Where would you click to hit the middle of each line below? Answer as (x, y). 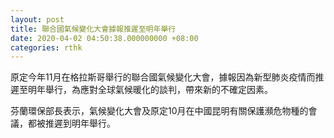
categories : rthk (46, 47)
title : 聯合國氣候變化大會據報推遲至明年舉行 (93, 29)
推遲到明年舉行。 (80, 123)
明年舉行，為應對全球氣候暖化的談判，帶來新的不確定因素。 (150, 90)
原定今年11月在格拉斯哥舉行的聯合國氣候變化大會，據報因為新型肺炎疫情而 (163, 77)
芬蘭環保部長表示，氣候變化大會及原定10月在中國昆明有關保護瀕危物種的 (159, 111)
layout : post (37, 19)
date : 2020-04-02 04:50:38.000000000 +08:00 (104, 38)
